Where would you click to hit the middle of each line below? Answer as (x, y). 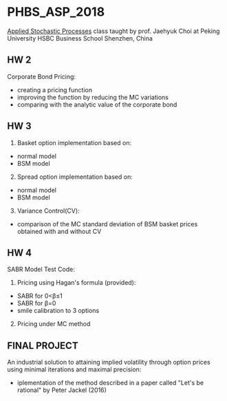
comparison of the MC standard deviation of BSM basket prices (107, 224)
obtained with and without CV (59, 231)
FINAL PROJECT (43, 346)
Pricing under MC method (54, 324)
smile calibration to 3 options (58, 311)
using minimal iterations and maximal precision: (74, 369)
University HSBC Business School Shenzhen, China (80, 38)
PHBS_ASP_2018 (56, 12)
